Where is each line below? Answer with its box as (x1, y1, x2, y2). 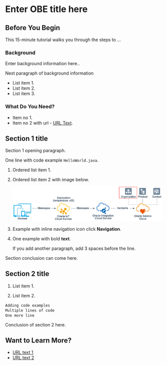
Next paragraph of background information (5, 70, 94, 76)
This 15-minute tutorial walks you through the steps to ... (5, 37, 121, 43)
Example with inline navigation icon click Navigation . (12, 226, 121, 232)
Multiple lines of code (5, 308, 55, 313)
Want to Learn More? (5, 336, 72, 345)
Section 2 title (5, 269, 49, 278)
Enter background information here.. (5, 61, 80, 67)
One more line (5, 313, 35, 318)
